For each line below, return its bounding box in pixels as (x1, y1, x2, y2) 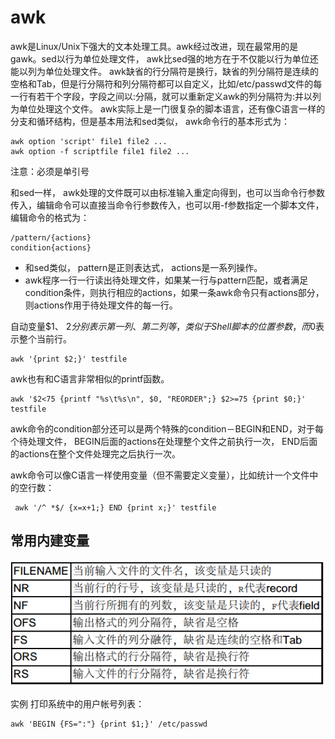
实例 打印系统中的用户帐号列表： (10, 698, 145, 710)
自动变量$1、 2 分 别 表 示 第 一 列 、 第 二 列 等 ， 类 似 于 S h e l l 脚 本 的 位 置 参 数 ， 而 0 (10, 320, 317, 332)
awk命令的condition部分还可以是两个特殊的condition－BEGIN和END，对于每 (10, 422, 324, 435)
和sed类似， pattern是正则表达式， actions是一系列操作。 (24, 261, 263, 273)
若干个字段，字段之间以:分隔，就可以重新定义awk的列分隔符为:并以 (36, 90, 313, 102)
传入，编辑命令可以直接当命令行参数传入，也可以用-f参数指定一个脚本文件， (10, 199, 325, 211)
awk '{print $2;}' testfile (10, 354, 128, 364)
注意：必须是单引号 (10, 165, 90, 177)
